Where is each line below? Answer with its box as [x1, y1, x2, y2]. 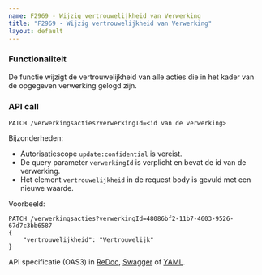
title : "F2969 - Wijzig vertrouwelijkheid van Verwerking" [8, 19, 213, 27]
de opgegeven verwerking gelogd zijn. [8, 80, 138, 90]
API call [8, 100, 39, 112]
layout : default [8, 27, 63, 35]
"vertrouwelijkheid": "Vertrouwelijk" [23, 235, 154, 243]
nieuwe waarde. [19, 183, 75, 192]
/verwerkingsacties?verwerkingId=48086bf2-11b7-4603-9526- [29, 214, 234, 222]
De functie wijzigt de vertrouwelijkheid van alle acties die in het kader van [8, 72, 255, 82]
